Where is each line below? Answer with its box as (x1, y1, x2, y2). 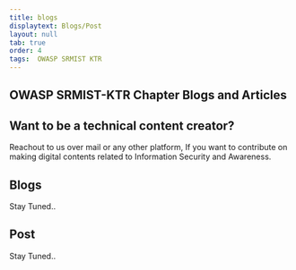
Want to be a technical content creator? (9, 118, 235, 133)
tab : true (9, 38, 47, 47)
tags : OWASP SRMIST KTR (9, 55, 102, 63)
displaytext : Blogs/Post (9, 21, 102, 30)
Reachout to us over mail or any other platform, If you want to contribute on (9, 142, 288, 153)
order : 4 (9, 46, 42, 55)
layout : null (9, 30, 58, 38)
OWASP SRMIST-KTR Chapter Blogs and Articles (9, 88, 287, 103)
